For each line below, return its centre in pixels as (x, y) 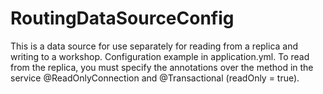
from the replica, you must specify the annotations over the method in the (162, 67)
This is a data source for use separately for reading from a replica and (154, 46)
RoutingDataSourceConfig (122, 18)
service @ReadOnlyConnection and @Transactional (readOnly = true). (155, 78)
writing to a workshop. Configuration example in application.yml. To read (160, 56)
